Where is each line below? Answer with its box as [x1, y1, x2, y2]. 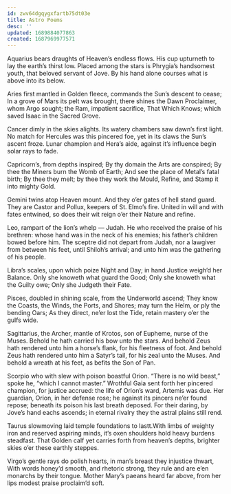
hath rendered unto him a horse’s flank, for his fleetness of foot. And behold [7, 344, 222, 352]
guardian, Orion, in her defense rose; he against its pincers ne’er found [7, 394, 208, 402]
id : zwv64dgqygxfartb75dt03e [7, 10, 91, 17]
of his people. [7, 253, 46, 261]
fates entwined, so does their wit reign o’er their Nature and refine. [7, 211, 196, 219]
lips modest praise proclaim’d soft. [7, 479, 104, 487]
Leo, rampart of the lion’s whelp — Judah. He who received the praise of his [7, 224, 223, 232]
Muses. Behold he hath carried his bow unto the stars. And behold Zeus [7, 336, 211, 345]
